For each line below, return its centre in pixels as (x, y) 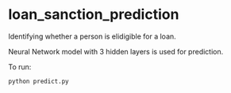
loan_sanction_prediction (94, 15)
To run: (20, 67)
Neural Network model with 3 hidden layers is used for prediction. (116, 51)
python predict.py (38, 81)
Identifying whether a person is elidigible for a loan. (92, 36)
